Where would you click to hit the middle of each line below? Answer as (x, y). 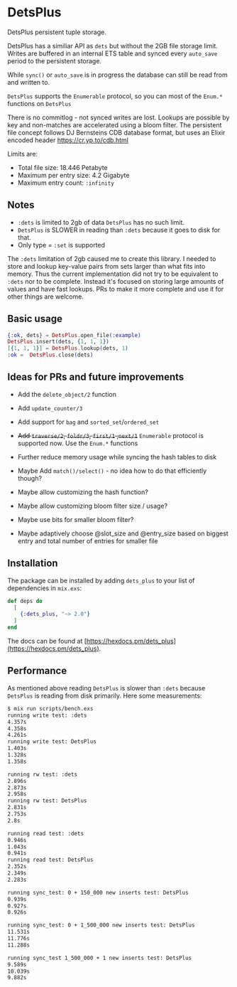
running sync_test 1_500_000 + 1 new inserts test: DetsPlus (100, 958)
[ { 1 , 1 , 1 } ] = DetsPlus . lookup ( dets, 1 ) (68, 348)
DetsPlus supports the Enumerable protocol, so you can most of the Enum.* (115, 96)
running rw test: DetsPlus (47, 801)
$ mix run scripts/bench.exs (50, 708)
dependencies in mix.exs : (45, 588)
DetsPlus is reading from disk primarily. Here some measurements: (105, 695)
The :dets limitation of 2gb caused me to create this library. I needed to (112, 258)
